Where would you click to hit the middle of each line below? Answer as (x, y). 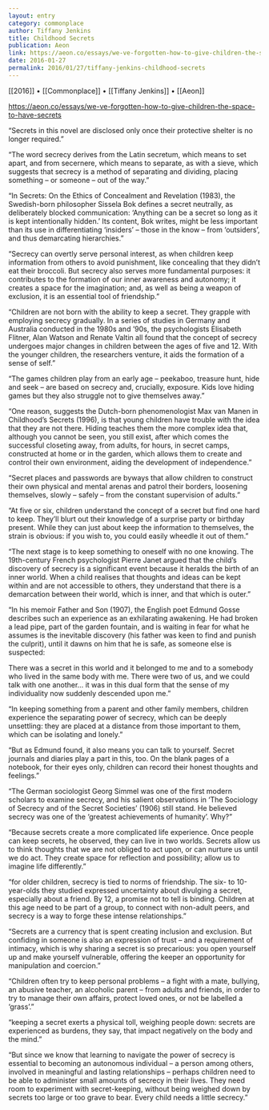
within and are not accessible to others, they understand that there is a (125, 585)
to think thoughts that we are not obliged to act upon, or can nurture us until (133, 849)
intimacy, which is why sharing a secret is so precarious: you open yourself (132, 948)
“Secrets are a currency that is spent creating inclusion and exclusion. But (130, 931)
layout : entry (32, 16)
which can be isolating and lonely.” (66, 734)
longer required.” (36, 139)
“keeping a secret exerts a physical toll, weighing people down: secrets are (132, 1022)
